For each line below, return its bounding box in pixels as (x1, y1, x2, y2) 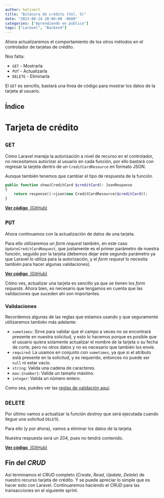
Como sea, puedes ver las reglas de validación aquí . (5, 385, 111, 391)
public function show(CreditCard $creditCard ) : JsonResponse (5, 182, 133, 188)
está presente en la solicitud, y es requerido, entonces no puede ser (12, 355, 150, 360)
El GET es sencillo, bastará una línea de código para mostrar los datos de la (5, 83, 156, 89)
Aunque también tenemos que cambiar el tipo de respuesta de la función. (5, 173, 153, 179)
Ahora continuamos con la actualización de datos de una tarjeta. (5, 231, 135, 237)
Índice (5, 102, 24, 111)
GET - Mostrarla (12, 63, 43, 69)
